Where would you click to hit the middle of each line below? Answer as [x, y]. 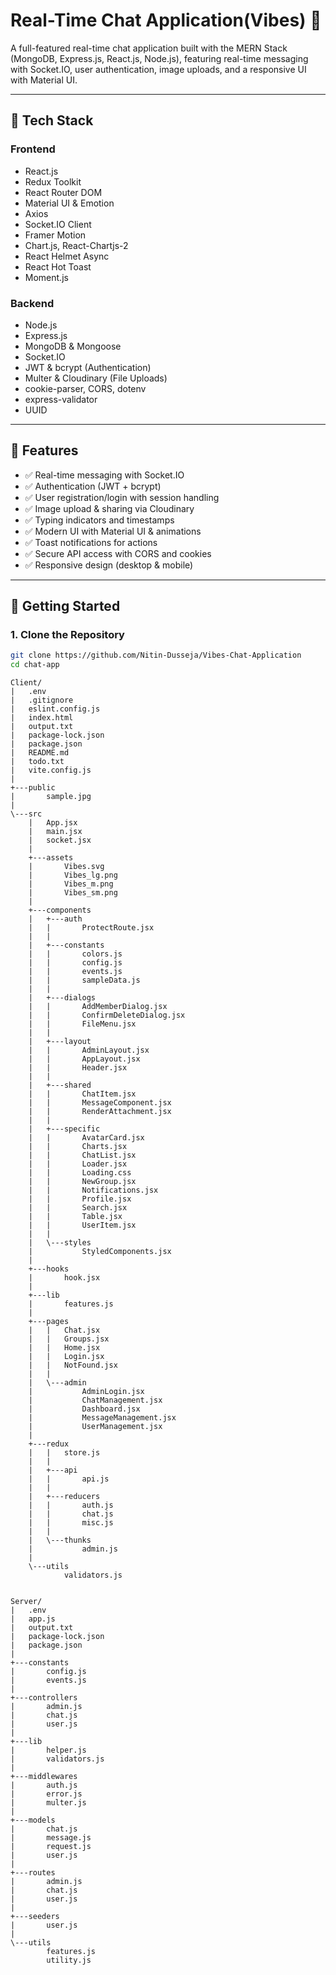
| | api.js [69, 1479]
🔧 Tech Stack [52, 120]
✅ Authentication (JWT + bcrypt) [93, 486]
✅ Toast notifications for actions [91, 542]
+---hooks [49, 1269]
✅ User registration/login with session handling [122, 497]
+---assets [51, 858]
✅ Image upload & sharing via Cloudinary [109, 508]
